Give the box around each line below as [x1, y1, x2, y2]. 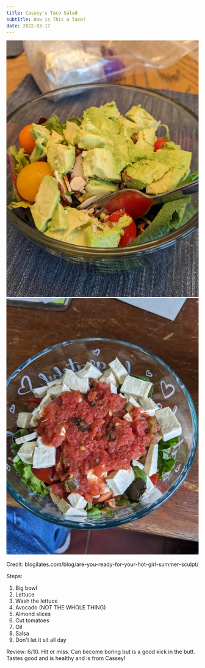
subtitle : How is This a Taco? [6, 16, 86, 23]
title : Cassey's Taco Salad [6, 10, 78, 16]
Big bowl [15, 584, 38, 592]
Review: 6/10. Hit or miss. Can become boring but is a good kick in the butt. [6, 648, 195, 656]
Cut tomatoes [15, 617, 50, 624]
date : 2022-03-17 [6, 23, 51, 29]
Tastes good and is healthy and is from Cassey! [6, 655, 126, 662]
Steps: [6, 573, 23, 580]
